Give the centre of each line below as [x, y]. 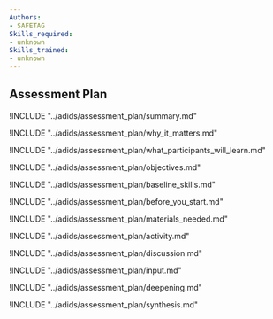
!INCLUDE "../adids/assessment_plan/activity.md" [99, 236]
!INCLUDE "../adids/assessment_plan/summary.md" [103, 115]
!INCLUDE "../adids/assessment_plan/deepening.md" [106, 287]
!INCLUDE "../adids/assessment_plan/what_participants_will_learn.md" [138, 150]
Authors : [25, 17]
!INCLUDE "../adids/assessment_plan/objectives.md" [105, 167]
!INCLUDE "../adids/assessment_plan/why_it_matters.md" [114, 133]
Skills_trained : [39, 51]
